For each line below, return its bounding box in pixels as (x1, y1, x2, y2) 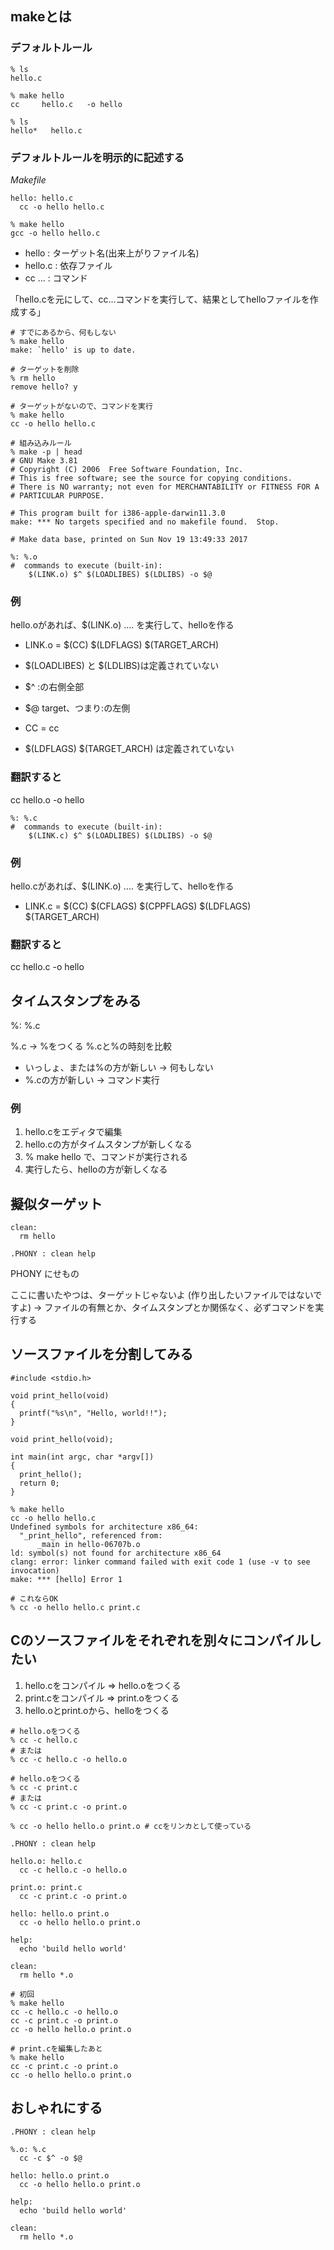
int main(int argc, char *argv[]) (10, 1452, 155, 1462)
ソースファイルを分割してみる (10, 1346, 194, 1363)
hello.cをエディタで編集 (24, 1126, 123, 1138)
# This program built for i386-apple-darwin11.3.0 (10, 508, 226, 518)
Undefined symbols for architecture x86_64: (10, 1522, 199, 1532)
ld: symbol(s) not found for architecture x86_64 (10, 1548, 222, 1558)
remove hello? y (10, 382, 78, 392)
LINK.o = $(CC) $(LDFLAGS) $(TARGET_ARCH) (24, 639, 220, 651)
